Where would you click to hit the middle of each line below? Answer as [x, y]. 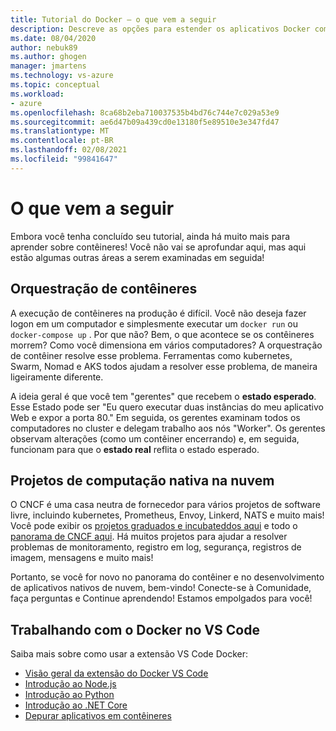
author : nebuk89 [44, 47]
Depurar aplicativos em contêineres [98, 716]
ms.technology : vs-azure [62, 76]
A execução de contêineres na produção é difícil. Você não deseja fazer [158, 313]
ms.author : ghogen [48, 57]
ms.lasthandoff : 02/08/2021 [69, 150]
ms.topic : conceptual [55, 85]
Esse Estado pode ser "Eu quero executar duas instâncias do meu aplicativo [167, 407]
